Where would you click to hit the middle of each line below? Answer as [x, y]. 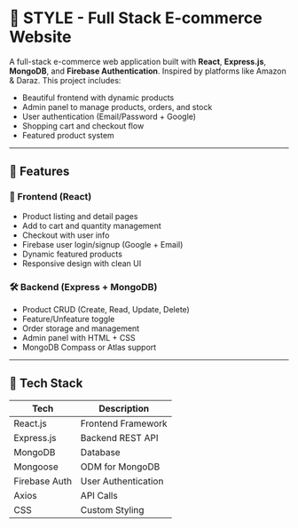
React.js [30, 423]
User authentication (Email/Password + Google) [109, 116]
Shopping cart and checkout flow [83, 126]
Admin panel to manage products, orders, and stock [117, 106]
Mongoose [36, 467]
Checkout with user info [66, 235]
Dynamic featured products [72, 254]
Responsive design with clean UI [82, 263]
